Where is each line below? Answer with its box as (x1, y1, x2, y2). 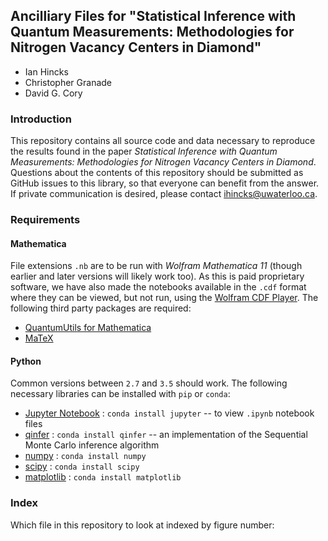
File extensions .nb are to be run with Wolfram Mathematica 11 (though (10, 260, 303, 272)
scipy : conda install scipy (24, 460, 140, 473)
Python (10, 355, 42, 367)
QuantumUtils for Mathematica (24, 322, 152, 334)
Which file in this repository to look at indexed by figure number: (10, 519, 275, 531)
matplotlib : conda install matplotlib (24, 471, 182, 483)
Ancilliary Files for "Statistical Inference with (10, 8, 297, 25)
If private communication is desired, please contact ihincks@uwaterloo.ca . (10, 188, 318, 200)
